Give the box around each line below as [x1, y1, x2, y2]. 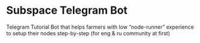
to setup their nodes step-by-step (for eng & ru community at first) [6, 29, 171, 36]
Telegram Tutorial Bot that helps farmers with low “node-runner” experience [6, 23, 195, 30]
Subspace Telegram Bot [6, 4, 128, 17]
